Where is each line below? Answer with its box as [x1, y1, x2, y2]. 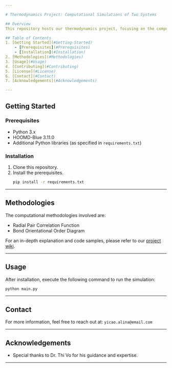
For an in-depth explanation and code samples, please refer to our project [5, 237, 161, 244]
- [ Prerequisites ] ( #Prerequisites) [14, 45, 91, 50]
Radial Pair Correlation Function [12, 222, 80, 228]
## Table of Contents [5, 35, 52, 41]
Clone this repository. [12, 164, 58, 170]
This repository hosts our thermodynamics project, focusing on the [5, 26, 155, 31]
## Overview [5, 21, 31, 26]
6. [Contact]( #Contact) [5, 73, 56, 79]
